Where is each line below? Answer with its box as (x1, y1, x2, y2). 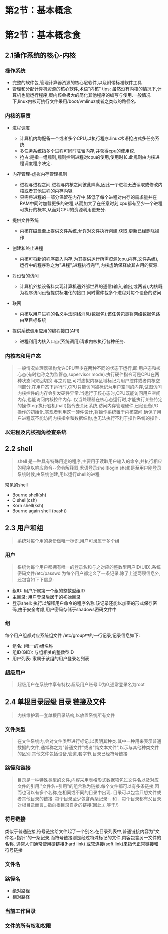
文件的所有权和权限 (5, 922, 51, 929)
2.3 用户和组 (5, 523, 44, 532)
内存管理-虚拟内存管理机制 (12, 171, 67, 177)
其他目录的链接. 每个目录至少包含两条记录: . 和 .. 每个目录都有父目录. (21, 795, 163, 801)
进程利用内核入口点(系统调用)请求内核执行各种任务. (19, 338, 125, 344)
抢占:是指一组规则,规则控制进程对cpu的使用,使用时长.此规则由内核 (19, 154, 156, 160)
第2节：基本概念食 (5, 30, 81, 41)
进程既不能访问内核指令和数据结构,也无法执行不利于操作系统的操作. (21, 415, 160, 421)
